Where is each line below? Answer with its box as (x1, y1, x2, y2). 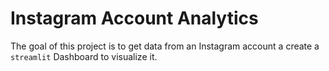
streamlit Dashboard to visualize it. (10, 50, 158, 62)
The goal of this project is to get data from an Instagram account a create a (10, 40, 320, 52)
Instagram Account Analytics (10, 7, 259, 30)
